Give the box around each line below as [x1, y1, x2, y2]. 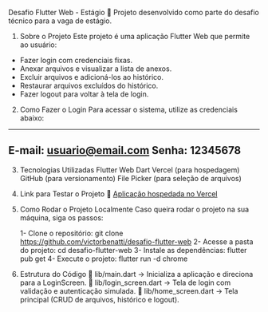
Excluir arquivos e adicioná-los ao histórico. [19, 73, 164, 81]
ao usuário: [19, 40, 57, 49]
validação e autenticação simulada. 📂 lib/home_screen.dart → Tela [19, 286, 238, 295]
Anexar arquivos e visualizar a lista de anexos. [19, 64, 172, 73]
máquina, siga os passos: [19, 212, 104, 223]
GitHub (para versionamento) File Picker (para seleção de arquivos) [19, 173, 242, 183]
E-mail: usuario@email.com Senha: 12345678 [8, 144, 242, 157]
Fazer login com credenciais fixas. [19, 56, 133, 65]
